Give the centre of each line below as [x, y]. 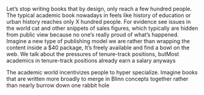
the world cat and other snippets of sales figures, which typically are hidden [102, 28]
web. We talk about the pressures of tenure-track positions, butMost [93, 54]
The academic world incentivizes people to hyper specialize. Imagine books [102, 72]
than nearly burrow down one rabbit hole [58, 85]
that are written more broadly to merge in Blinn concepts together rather [97, 79]
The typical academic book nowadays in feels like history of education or [99, 15]
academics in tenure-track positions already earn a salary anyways [91, 61]
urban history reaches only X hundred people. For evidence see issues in [99, 22]
